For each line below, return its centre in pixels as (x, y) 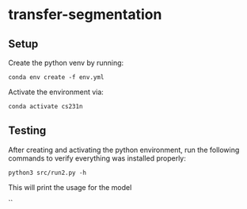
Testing (27, 131)
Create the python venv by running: (66, 63)
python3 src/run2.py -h (47, 173)
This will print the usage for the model (70, 187)
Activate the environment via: (56, 92)
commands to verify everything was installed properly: (97, 158)
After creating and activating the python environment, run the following (124, 150)
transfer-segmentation (85, 15)
